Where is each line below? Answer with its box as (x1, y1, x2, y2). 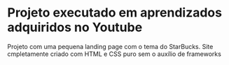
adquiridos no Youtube (7, 19, 143, 35)
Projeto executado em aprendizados (7, 5, 223, 21)
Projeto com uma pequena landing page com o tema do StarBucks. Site (7, 42, 214, 50)
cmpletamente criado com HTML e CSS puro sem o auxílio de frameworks (7, 50, 222, 58)
